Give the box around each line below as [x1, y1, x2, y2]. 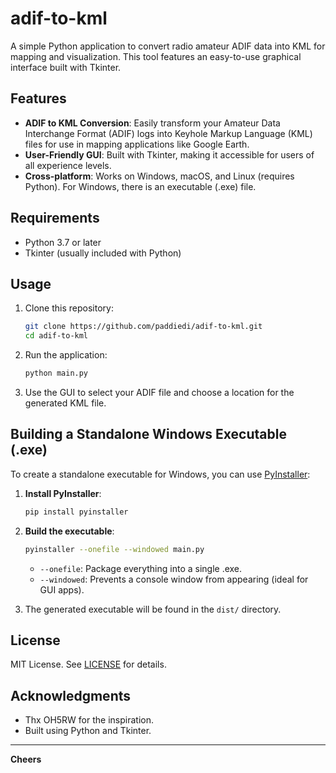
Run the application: [24, 349, 108, 361]
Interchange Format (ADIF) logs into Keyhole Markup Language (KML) [24, 127, 313, 139]
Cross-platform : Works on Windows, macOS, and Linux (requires [24, 170, 295, 182]
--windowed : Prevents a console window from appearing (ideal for [39, 573, 309, 585]
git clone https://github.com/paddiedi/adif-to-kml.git [24, 322, 263, 332]
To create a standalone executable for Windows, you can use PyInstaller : [10, 468, 311, 480]
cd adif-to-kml [24, 331, 89, 341]
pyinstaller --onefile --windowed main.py [24, 544, 205, 554]
